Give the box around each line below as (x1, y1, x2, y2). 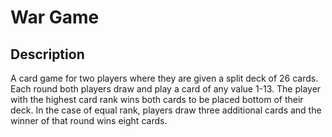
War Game (10, 6, 100, 29)
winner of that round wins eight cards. (10, 115, 168, 126)
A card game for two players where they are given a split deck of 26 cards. (10, 72, 319, 84)
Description (10, 46, 85, 63)
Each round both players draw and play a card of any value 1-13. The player (10, 83, 322, 95)
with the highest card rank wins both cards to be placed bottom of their (10, 94, 304, 105)
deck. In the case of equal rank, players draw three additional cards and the (10, 104, 322, 116)
